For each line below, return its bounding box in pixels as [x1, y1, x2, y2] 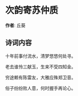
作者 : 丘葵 [5, 22, 26, 28]
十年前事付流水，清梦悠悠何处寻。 [5, 53, 76, 59]
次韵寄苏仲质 [5, 5, 59, 16]
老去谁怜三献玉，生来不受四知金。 [5, 64, 76, 70]
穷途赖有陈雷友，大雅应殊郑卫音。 [5, 74, 76, 80]
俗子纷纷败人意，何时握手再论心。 [5, 85, 76, 91]
